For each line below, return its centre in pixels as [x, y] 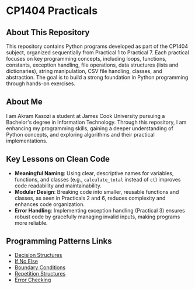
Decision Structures [38, 255]
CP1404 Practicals [52, 11]
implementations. [27, 141]
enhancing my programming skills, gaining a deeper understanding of [90, 128]
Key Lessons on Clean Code [58, 159]
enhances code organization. [49, 204]
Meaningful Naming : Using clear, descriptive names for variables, [94, 173]
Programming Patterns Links [59, 241]
